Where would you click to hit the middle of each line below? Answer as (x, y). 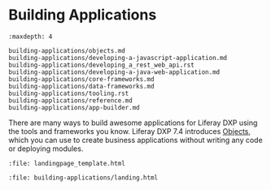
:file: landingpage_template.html (67, 163)
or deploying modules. (46, 149)
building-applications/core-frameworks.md (81, 79)
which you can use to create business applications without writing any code (135, 140)
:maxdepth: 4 (31, 37)
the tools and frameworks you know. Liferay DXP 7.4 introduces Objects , (129, 131)
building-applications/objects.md (67, 50)
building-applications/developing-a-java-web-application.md (114, 72)
